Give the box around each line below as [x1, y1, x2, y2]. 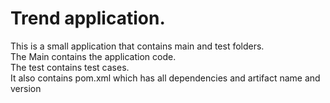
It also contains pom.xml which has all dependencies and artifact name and [10, 72, 321, 84]
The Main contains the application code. [10, 50, 177, 62]
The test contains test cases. [10, 61, 130, 73]
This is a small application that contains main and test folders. [10, 40, 265, 52]
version [10, 82, 42, 94]
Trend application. [10, 7, 166, 30]
